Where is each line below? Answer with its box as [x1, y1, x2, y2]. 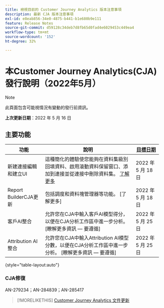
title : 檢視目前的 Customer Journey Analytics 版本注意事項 [5, 7, 122, 12]
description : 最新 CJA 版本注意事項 [5, 12, 74, 17]
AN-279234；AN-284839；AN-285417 [5, 287, 84, 293]
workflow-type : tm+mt [5, 30, 49, 35]
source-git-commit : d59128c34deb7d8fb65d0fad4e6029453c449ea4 [5, 25, 134, 30]
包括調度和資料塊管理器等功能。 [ [45, 190, 122, 197]
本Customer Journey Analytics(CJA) [5, 65, 157, 77]
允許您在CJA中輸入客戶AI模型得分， [45, 210, 128, 217]
